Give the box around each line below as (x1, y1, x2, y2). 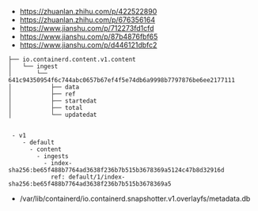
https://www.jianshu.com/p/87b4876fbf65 (19, 32, 158, 41)
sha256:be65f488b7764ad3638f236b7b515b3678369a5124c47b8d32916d (8, 166, 225, 174)
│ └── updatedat (8, 111, 97, 119)
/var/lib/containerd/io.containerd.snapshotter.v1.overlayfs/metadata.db (19, 194, 251, 203)
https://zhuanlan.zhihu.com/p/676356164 (19, 15, 156, 24)
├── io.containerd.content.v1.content (8, 55, 136, 63)
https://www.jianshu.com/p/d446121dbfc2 (19, 40, 157, 50)
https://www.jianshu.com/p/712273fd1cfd (19, 24, 154, 32)
